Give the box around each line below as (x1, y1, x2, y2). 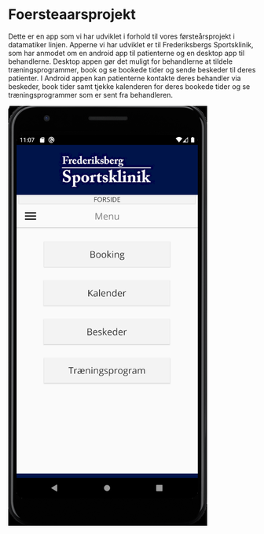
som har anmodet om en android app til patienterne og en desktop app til (8, 48, 245, 57)
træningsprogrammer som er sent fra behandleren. (8, 90, 173, 99)
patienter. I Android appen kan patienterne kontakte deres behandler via (8, 73, 241, 83)
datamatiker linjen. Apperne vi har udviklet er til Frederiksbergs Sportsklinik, (8, 39, 254, 49)
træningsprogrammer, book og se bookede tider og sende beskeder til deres (8, 65, 256, 74)
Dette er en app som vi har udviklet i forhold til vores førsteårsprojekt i (8, 32, 236, 41)
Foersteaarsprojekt (8, 6, 136, 24)
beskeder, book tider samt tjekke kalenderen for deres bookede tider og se (8, 81, 251, 91)
